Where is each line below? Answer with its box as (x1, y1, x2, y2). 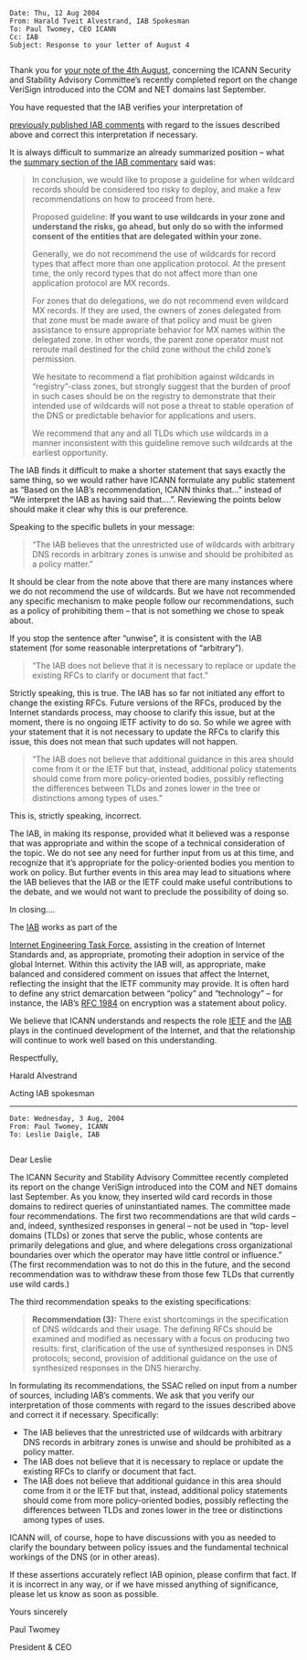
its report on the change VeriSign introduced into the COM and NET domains (9, 1181, 298, 1192)
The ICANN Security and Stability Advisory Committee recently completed (9, 1172, 290, 1182)
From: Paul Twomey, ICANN (9, 1122, 108, 1131)
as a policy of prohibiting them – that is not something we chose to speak (9, 606, 285, 616)
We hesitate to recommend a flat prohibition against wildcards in (31, 371, 275, 382)
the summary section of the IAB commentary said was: (9, 156, 217, 167)
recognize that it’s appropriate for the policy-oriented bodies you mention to (9, 857, 295, 868)
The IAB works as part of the (9, 922, 118, 932)
